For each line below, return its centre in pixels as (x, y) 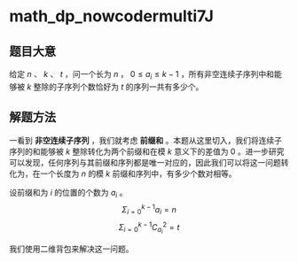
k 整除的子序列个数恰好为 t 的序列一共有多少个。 (115, 87)
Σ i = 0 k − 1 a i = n (149, 210)
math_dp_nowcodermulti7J (112, 16)
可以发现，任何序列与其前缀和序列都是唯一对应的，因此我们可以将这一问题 (145, 162)
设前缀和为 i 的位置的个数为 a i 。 (68, 193)
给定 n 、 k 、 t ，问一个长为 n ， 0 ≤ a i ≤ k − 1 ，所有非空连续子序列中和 (142, 75)
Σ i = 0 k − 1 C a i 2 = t (149, 227)
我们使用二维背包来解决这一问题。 (71, 249)
